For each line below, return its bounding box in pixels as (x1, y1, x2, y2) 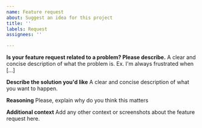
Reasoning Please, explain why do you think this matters (6, 97, 149, 104)
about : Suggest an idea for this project (6, 15, 113, 21)
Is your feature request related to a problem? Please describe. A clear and (6, 54, 196, 61)
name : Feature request (6, 9, 64, 15)
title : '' (6, 20, 32, 26)
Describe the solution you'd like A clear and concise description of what (6, 79, 190, 86)
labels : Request (6, 26, 47, 32)
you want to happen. (6, 85, 58, 92)
